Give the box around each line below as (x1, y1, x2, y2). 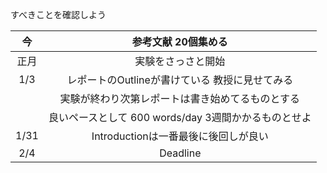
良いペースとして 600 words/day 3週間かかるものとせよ (48, 111, 312, 124)
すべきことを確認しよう (10, 9, 107, 20)
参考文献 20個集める (131, 35, 228, 48)
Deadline (159, 146, 202, 160)
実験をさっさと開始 (134, 54, 226, 68)
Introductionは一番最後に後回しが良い (91, 129, 269, 143)
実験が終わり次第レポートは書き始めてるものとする (59, 92, 301, 105)
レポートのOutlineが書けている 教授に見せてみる (66, 73, 294, 87)
